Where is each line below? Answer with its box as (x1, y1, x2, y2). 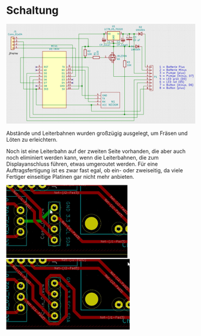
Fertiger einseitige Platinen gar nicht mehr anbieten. (6, 173, 134, 180)
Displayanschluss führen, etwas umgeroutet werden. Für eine (6, 160, 158, 167)
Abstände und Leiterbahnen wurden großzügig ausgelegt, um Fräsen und (6, 130, 188, 137)
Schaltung (6, 4, 59, 17)
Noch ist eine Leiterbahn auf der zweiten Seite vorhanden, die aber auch (6, 148, 186, 155)
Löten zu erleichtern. (6, 136, 58, 143)
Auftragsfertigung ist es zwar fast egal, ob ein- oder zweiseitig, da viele (6, 166, 183, 174)
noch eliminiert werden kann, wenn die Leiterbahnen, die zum (6, 154, 159, 161)
